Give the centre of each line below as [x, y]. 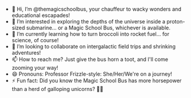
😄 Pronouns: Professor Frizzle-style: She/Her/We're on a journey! [92, 74]
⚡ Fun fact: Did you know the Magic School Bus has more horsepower [96, 80]
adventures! [26, 53]
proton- [176, 21]
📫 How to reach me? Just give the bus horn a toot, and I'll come [90, 59]
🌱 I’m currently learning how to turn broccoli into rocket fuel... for [90, 34]
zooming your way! [35, 68]
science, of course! [35, 40]
